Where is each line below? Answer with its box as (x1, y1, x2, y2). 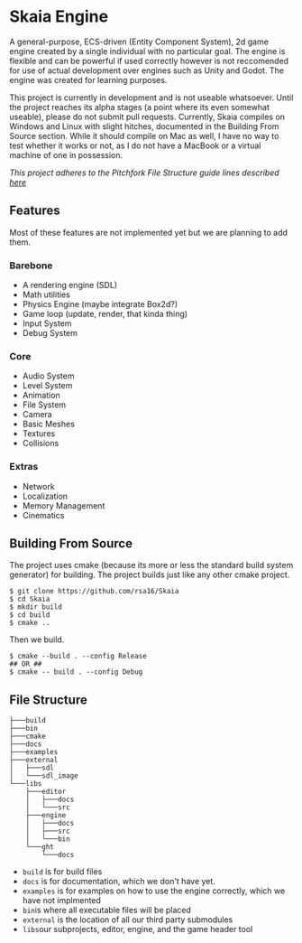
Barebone (9, 259, 53, 272)
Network (22, 481, 56, 491)
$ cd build (9, 611, 50, 620)
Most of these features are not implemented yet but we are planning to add (9, 227, 288, 238)
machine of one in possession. (9, 149, 124, 160)
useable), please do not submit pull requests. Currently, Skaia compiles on (9, 111, 286, 122)
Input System (22, 318, 72, 329)
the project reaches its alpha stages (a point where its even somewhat (9, 101, 270, 112)
